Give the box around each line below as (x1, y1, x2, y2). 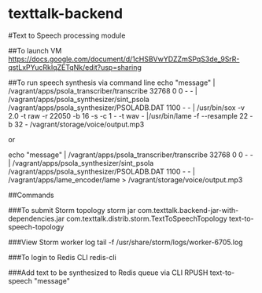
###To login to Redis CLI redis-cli (8, 252, 116, 262)
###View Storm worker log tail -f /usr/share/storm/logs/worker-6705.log (8, 237, 243, 247)
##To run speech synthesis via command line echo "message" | (8, 78, 216, 87)
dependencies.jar (8, 214, 65, 223)
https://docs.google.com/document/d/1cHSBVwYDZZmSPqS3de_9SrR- (8, 54, 240, 64)
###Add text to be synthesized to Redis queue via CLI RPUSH (8, 268, 208, 277)
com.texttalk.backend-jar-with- (137, 205, 239, 214)
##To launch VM (8, 46, 62, 55)
